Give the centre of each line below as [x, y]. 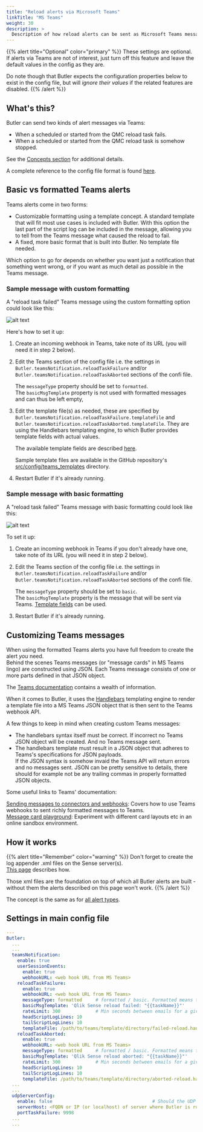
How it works [31, 842]
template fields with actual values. [57, 437]
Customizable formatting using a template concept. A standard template [105, 216]
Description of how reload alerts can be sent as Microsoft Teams [97, 35]
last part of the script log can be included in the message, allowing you [103, 229]
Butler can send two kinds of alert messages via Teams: [76, 122]
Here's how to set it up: [35, 332]
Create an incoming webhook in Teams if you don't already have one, [101, 549]
